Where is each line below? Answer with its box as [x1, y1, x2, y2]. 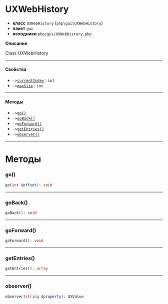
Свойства [5, 66, 26, 72]
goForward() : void [5, 238, 43, 243]
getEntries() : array [5, 266, 48, 271]
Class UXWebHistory [5, 50, 48, 56]
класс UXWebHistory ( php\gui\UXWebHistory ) [12, 20, 103, 26]
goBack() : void [5, 210, 37, 215]
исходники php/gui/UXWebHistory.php [12, 30, 92, 36]
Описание [5, 40, 27, 46]
